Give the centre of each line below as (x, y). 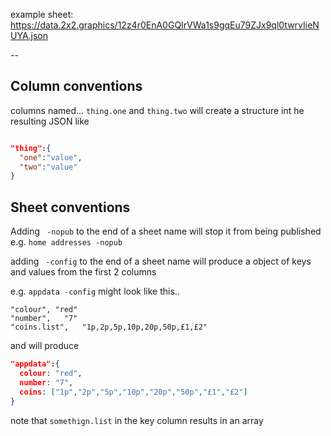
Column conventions (76, 86)
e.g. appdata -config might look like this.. (95, 291)
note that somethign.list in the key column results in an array (137, 420)
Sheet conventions (70, 207)
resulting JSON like (50, 121)
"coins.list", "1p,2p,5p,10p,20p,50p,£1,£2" (109, 327)
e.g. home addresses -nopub (66, 242)
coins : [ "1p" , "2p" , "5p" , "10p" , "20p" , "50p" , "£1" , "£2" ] (133, 392)
